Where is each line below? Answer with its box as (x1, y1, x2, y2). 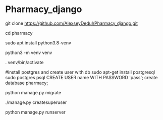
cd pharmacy (5, 30, 33, 36)
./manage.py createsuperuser (5, 99, 67, 105)
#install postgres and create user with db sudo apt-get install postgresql (5, 69, 155, 75)
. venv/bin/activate (5, 59, 44, 65)
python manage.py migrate (5, 89, 62, 95)
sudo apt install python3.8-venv (5, 39, 72, 46)
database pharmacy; (5, 80, 48, 86)
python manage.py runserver (5, 109, 66, 115)
